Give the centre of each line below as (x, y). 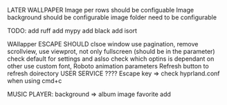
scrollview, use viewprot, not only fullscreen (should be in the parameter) (111, 51)
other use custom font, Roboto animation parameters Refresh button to (108, 66)
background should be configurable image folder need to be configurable (112, 17)
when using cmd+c (35, 81)
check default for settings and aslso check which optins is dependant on (111, 59)
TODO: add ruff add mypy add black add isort (72, 31)
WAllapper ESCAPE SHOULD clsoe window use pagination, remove (103, 44)
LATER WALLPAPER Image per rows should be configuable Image (101, 10)
